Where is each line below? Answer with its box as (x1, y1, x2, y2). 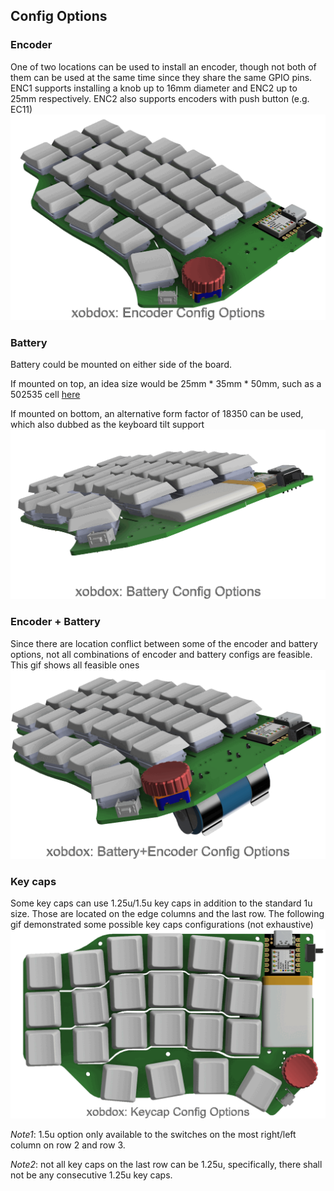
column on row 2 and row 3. (10, 1139, 126, 1151)
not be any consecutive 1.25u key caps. (10, 1169, 173, 1181)
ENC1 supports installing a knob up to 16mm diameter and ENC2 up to (10, 82, 298, 94)
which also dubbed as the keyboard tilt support (10, 419, 205, 431)
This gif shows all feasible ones (10, 659, 140, 671)
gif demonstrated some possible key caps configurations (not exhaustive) (10, 919, 314, 931)
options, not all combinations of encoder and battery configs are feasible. (10, 648, 313, 660)
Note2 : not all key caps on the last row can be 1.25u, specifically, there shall (10, 1159, 323, 1171)
